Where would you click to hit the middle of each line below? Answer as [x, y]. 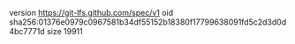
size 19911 [65, 31]
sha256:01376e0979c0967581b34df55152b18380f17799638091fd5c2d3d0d [148, 22]
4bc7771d [27, 31]
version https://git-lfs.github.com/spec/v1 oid [91, 13]
